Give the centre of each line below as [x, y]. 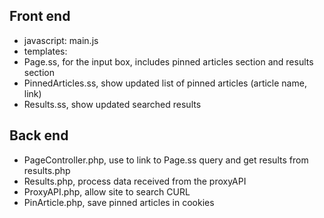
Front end [40, 16]
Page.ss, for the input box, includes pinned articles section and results [168, 61]
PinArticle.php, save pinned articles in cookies [119, 202]
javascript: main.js [61, 40]
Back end [39, 135]
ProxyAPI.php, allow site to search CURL [107, 191]
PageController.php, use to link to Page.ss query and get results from [166, 160]
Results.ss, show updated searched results [112, 104]
